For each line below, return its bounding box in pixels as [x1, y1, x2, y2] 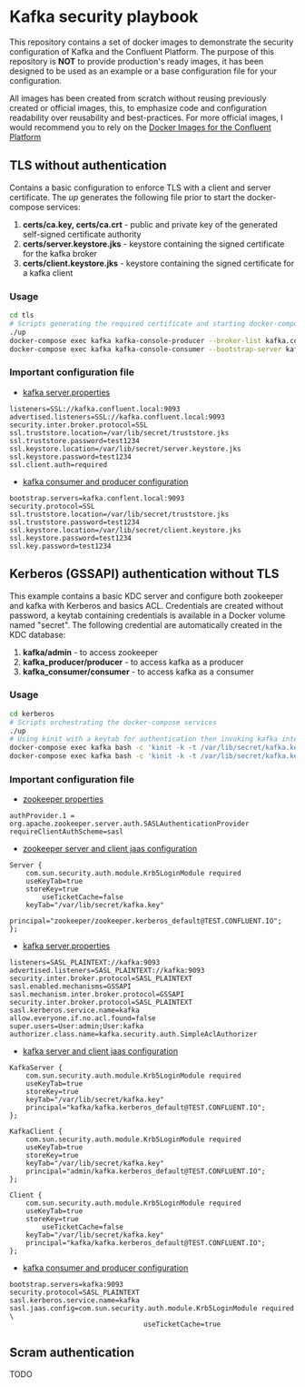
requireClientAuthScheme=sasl [9, 827, 124, 836]
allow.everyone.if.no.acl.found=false [9, 1014, 156, 1023]
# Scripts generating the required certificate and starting [9, 319, 246, 329]
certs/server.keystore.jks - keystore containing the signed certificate [22, 238, 285, 249]
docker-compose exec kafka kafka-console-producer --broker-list [9, 336, 261, 345]
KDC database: [9, 629, 66, 640]
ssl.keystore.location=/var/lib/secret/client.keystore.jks [9, 525, 242, 534]
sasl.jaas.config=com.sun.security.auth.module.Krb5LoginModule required [9, 1304, 295, 1313]
